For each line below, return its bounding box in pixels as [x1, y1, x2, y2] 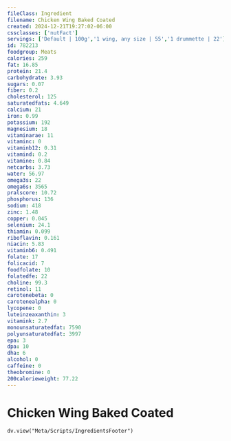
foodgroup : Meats [7, 49, 57, 56]
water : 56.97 [7, 170, 45, 177]
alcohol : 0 [7, 356, 38, 363]
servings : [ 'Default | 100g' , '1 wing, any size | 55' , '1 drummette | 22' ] [7, 36, 226, 43]
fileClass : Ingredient [7, 10, 72, 17]
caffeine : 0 [7, 362, 41, 369]
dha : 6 [7, 349, 26, 357]
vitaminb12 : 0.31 [7, 145, 57, 152]
